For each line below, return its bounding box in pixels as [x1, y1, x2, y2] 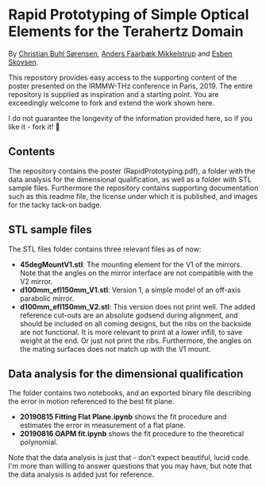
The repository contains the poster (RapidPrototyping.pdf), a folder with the [8, 166, 256, 176]
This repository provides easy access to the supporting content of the [8, 72, 237, 82]
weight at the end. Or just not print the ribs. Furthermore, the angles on [19, 336, 252, 345]
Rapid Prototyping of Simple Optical [8, 6, 249, 24]
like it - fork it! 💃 [8, 122, 60, 131]
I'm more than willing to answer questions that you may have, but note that [8, 462, 253, 471]
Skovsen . [8, 57, 39, 67]
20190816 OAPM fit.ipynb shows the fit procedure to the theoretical [19, 429, 245, 438]
